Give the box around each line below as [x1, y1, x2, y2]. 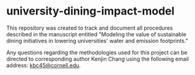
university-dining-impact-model [6, 4, 175, 18]
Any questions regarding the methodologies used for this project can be [6, 48, 188, 56]
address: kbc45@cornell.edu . [6, 62, 81, 69]
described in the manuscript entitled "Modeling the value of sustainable [6, 30, 186, 37]
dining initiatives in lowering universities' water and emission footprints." [6, 37, 188, 44]
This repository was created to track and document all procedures [6, 24, 173, 31]
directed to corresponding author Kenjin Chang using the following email [6, 55, 189, 62]
